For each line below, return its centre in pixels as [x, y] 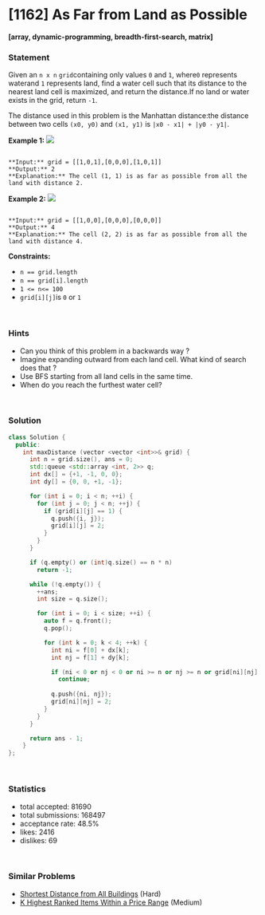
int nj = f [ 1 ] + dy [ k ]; [90, 657]
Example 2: [27, 199]
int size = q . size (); [73, 599]
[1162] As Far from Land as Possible [128, 15]
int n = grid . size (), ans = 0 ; [81, 459]
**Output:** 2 [32, 169]
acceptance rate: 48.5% [59, 823]
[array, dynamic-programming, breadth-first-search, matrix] [111, 37]
